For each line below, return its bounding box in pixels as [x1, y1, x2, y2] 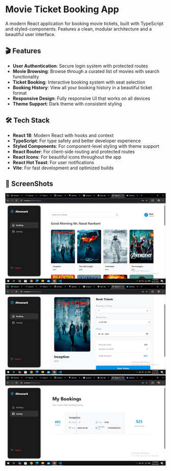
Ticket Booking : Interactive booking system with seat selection [12, 79, 146, 85]
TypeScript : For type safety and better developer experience [12, 138, 141, 144]
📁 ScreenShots [5, 179, 53, 188]
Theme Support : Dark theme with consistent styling [12, 100, 122, 107]
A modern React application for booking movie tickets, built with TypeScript [5, 20, 164, 27]
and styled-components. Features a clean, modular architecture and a [5, 25, 152, 32]
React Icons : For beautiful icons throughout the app [12, 154, 122, 160]
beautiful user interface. [5, 31, 56, 37]
